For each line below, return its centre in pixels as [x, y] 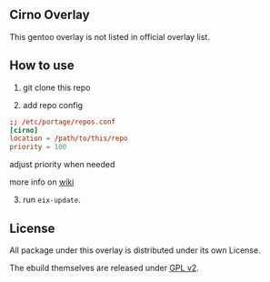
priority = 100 [38, 147]
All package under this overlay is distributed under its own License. [135, 250]
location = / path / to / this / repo [69, 139]
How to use [42, 66]
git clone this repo [56, 87]
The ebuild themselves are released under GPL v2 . [105, 267]
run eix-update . [52, 200]
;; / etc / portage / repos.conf [63, 122]
